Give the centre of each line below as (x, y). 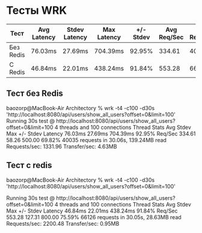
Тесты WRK (37, 11)
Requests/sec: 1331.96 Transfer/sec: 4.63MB (62, 146)
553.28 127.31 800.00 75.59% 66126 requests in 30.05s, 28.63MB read (94, 217)
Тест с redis (29, 165)
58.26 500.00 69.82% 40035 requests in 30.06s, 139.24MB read (87, 140)
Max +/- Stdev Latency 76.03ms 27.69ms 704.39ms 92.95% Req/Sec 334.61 (101, 134)
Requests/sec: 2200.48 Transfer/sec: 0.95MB (63, 223)
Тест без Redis (35, 94)
